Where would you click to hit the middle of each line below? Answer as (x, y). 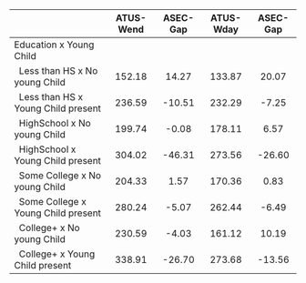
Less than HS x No (58, 71)
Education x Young (54, 45)
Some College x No (60, 175)
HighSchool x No (55, 123)
